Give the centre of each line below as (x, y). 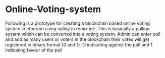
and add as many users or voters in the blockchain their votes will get (77, 39)
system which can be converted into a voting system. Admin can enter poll (83, 34)
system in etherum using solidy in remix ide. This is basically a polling (77, 28)
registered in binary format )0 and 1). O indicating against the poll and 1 (79, 44)
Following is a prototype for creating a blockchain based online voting (78, 23)
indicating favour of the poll (34, 50)
